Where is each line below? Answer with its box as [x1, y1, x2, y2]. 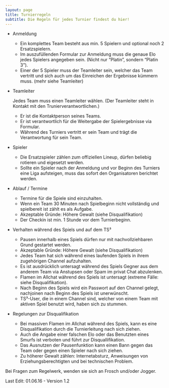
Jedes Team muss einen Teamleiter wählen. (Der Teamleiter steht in [12, 98, 154, 104]
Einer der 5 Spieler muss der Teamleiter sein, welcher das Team [20, 67, 153, 73]
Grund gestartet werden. [20, 242, 72, 248]
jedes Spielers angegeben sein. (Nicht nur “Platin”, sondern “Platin [20, 57, 158, 63]
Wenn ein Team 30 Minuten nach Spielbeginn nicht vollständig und [20, 201, 159, 207]
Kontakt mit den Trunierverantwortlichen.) [12, 103, 100, 109]
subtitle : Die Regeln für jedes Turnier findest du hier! [5, 17, 130, 22]
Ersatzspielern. [20, 46, 51, 52]
